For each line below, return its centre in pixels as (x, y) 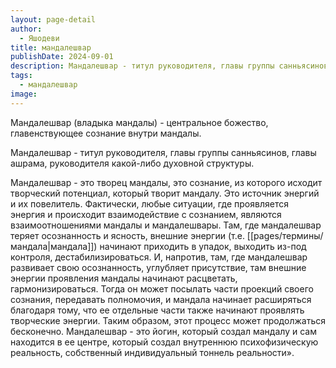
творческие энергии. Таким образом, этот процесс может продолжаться (168, 320)
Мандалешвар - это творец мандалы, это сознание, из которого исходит (166, 182)
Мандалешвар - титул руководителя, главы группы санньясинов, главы (163, 152)
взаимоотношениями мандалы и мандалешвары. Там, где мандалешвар (166, 225)
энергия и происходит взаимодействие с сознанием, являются (146, 214)
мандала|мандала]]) (54, 246)
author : (26, 29)
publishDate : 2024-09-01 (62, 57)
